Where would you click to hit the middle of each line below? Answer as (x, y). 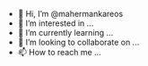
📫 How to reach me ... (59, 52)
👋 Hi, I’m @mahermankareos (70, 14)
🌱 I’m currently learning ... (65, 33)
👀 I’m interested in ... (56, 23)
